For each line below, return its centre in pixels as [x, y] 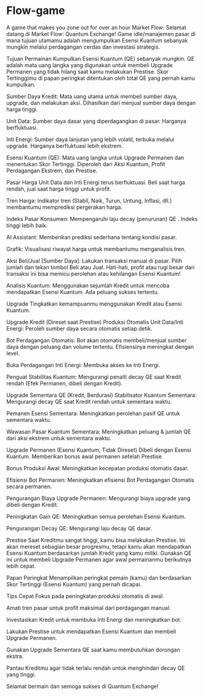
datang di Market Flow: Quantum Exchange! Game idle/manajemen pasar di [101, 33]
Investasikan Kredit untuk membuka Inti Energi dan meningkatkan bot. [94, 619]
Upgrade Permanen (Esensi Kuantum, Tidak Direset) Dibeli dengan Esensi [99, 450]
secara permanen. [29, 486]
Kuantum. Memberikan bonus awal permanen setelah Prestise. [85, 456]
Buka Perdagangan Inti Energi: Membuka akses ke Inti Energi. [83, 365]
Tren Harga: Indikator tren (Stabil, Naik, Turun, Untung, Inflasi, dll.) [89, 200]
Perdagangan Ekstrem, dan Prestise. [52, 170]
